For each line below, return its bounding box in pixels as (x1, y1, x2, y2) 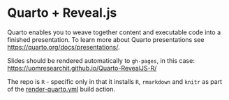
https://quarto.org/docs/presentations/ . (7, 43, 120, 51)
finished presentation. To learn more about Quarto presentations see (7, 35, 205, 43)
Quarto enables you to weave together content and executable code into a (7, 28, 221, 36)
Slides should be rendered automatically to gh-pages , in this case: (7, 56, 195, 64)
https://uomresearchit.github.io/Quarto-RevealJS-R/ (7, 64, 157, 72)
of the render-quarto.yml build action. (7, 85, 116, 93)
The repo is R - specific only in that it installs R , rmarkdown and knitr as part (7, 77, 222, 85)
